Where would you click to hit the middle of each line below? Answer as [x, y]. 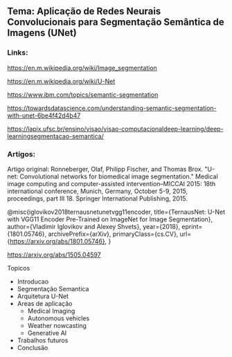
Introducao [33, 281]
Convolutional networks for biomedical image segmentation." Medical [119, 176]
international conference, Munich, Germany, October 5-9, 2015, [98, 191]
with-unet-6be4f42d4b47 [44, 115]
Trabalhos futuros [43, 340]
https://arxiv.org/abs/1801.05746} [57, 241]
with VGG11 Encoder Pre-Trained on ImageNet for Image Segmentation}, [110, 219]
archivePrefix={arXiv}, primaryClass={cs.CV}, [113, 234]
